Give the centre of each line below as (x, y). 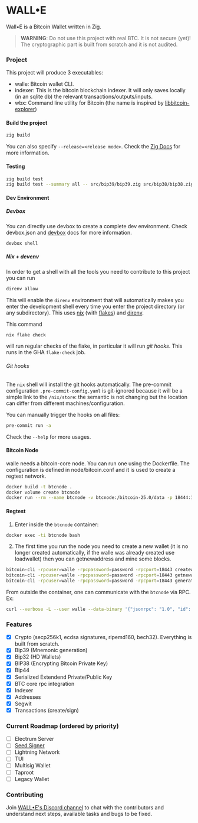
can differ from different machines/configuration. (65, 403)
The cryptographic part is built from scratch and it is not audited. (99, 44)
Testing (16, 166)
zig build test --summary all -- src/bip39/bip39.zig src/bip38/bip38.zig (100, 184)
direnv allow (22, 289)
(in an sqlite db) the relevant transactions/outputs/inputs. (84, 97)
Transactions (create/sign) (47, 710)
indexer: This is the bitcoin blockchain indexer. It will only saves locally (100, 90)
